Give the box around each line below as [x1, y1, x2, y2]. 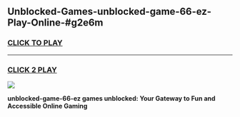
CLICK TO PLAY [7, 38, 63, 48]
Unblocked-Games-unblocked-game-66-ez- [7, 6, 212, 18]
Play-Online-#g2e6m [7, 17, 104, 29]
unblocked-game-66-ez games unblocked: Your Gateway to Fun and [7, 94, 216, 102]
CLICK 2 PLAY [7, 65, 57, 74]
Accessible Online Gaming [7, 101, 88, 110]
